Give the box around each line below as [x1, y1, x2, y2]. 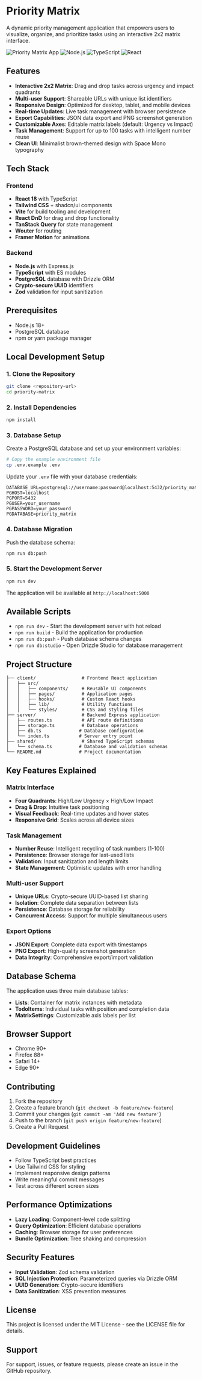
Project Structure [6, 659, 72, 669]
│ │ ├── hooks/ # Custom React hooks [6, 696, 136, 702]
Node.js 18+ [14, 321, 45, 329]
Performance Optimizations [6, 1200, 112, 1210]
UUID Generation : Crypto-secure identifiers [14, 1281, 124, 1288]
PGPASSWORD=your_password [6, 506, 71, 512]
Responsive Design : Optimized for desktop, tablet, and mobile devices [14, 101, 191, 108]
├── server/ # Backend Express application [6, 712, 161, 718]
